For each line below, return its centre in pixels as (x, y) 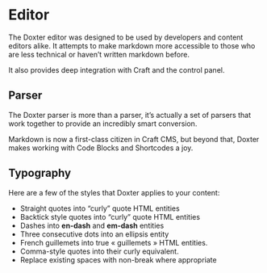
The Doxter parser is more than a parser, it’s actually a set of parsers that (130, 115)
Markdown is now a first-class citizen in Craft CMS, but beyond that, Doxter (134, 139)
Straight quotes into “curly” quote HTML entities (100, 208)
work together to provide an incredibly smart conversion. (103, 124)
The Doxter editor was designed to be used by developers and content (126, 37)
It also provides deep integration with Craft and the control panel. (117, 69)
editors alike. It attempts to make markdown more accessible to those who (132, 45)
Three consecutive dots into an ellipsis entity (94, 234)
